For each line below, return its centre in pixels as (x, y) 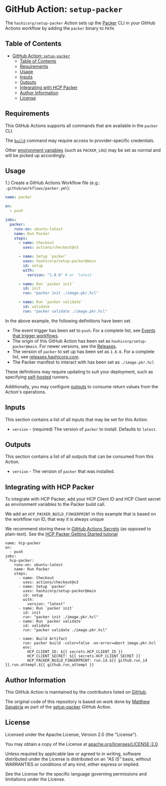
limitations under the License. (35, 779)
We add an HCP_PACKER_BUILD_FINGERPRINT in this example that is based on (81, 514)
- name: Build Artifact (43, 639)
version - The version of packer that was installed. (63, 471)
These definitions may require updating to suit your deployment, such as (79, 371)
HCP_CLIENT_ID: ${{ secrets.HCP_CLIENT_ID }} (75, 652)
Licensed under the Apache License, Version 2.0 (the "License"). (71, 734)
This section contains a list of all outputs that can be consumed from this (79, 457)
